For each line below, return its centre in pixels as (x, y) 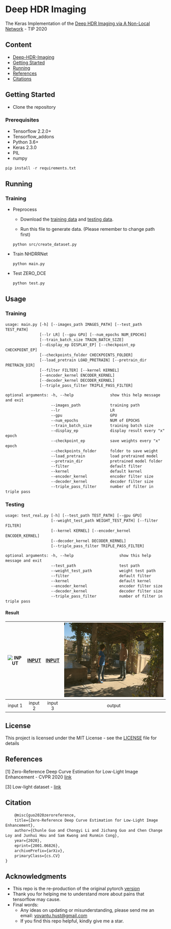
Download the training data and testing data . (67, 219)
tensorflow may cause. (37, 900)
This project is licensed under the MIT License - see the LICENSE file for (81, 738)
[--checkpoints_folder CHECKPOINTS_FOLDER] (86, 355)
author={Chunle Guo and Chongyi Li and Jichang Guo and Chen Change (89, 830)
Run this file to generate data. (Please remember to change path (88, 229)
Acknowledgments (36, 876)
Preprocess (25, 209)
